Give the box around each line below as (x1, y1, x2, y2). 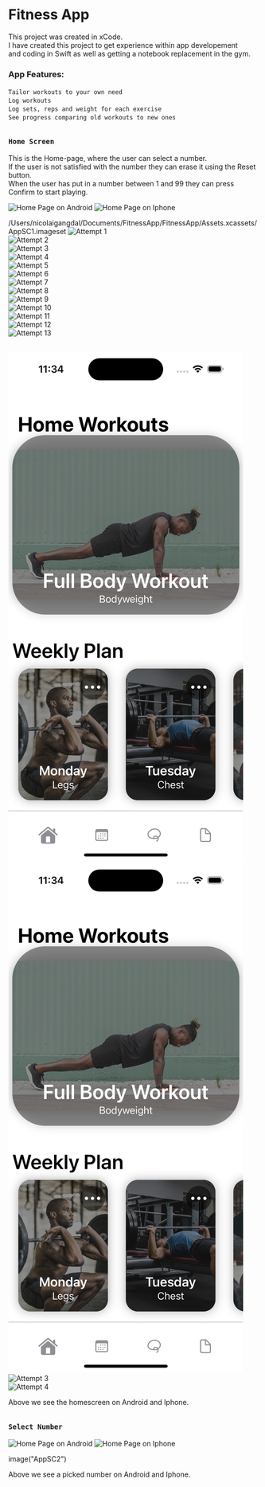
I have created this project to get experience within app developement (8, 40, 239, 49)
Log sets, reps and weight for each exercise (8, 105, 162, 113)
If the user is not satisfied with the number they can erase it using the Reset (8, 162, 256, 171)
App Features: (8, 68, 65, 80)
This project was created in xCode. (8, 32, 123, 41)
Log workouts (8, 97, 52, 105)
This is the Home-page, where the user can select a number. (8, 154, 208, 162)
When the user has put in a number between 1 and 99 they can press (8, 179, 235, 188)
